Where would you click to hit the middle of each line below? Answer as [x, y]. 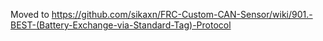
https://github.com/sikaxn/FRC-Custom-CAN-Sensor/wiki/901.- [182, 14]
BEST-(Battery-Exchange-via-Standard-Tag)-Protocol [121, 25]
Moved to [30, 14]
